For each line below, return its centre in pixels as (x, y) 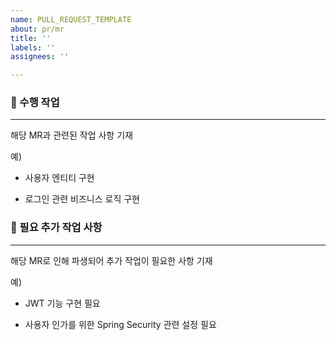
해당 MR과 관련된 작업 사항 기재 (71, 135)
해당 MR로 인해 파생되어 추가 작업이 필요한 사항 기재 (111, 260)
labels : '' (33, 47)
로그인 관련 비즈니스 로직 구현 (82, 199)
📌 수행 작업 (35, 103)
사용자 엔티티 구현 (59, 178)
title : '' (31, 38)
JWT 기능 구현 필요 (62, 303)
